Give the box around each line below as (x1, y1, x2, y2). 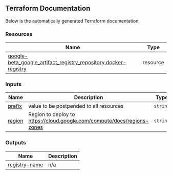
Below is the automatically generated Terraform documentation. (5, 17, 140, 24)
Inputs (5, 81, 22, 88)
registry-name (8, 161, 44, 168)
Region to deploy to (28, 111, 75, 118)
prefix (8, 103, 22, 110)
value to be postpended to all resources (28, 103, 124, 110)
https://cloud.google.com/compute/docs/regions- (28, 118, 149, 125)
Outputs (5, 139, 27, 146)
